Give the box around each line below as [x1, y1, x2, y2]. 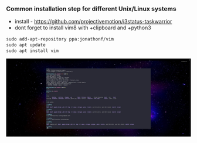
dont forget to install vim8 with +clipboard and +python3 [14, 24, 151, 31]
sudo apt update [6, 42, 46, 48]
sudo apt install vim [6, 48, 59, 54]
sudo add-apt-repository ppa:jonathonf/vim [6, 36, 114, 42]
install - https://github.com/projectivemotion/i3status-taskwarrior [14, 18, 172, 25]
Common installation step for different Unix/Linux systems [6, 5, 177, 13]
